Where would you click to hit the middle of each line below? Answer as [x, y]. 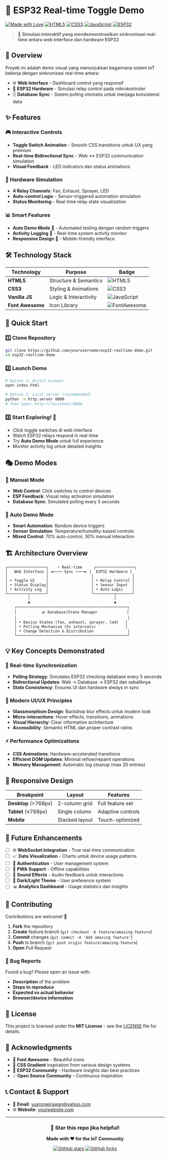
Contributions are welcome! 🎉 [36, 916]
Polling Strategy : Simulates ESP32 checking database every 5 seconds [87, 676]
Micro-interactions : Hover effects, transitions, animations [73, 717]
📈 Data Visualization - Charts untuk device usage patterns [75, 856]
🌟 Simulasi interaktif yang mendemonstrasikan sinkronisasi [81, 34]
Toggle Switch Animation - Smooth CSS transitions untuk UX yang [82, 145]
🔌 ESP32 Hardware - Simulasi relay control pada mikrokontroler [79, 89]
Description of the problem [41, 982]
